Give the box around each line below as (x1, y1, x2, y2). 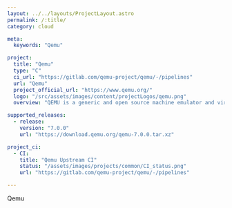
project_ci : (7, 143, 41, 151)
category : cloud (7, 23, 54, 30)
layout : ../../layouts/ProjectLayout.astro (7, 10, 135, 17)
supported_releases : (7, 112, 67, 119)
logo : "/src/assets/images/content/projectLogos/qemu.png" (13, 93, 187, 100)
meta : (7, 35, 23, 42)
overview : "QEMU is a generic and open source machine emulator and (13, 100, 215, 106)
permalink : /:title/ (7, 17, 67, 23)
